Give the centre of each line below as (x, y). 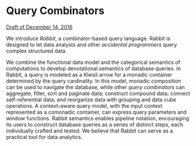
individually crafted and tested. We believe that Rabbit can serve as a (89, 131)
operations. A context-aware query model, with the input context (84, 106)
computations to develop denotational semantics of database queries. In (94, 68)
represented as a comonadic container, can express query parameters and (96, 112)
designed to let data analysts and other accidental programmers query (92, 45)
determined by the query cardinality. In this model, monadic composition (94, 81)
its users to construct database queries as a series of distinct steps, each (95, 124)
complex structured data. (37, 50)
